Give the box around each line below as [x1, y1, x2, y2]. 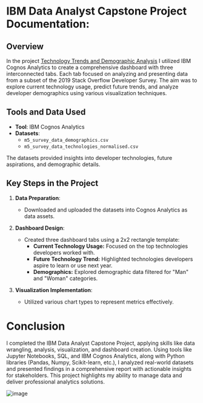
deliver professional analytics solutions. [6, 378, 105, 385]
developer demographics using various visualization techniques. [6, 90, 167, 96]
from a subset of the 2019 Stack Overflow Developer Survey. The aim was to [6, 77, 198, 84]
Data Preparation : [15, 194, 61, 201]
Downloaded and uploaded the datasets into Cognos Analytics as [24, 206, 188, 213]
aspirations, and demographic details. [6, 161, 101, 168]
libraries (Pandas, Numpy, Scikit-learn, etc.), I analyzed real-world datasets [6, 359, 194, 366]
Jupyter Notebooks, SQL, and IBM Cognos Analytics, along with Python [6, 352, 185, 359]
